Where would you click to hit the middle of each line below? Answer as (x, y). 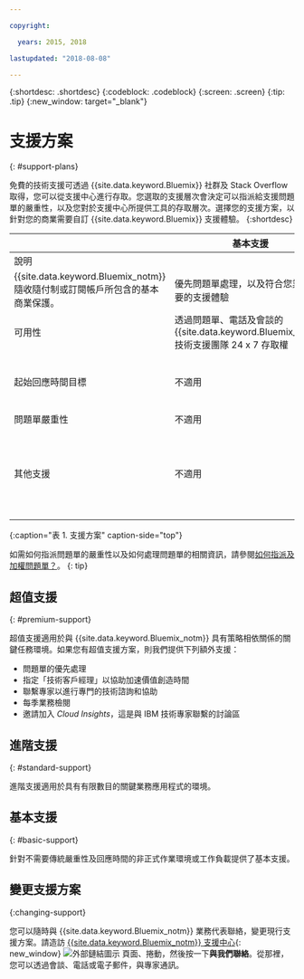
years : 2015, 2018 (52, 42)
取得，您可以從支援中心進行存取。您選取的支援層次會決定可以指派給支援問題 (152, 196)
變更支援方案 (45, 890)
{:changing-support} (47, 912)
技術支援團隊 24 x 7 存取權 (232, 345)
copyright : (30, 25)
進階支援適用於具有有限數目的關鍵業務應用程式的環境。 (112, 786)
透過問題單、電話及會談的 (228, 320)
